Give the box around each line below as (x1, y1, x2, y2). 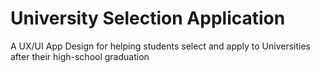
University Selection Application (10, 7, 286, 30)
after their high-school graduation (10, 50, 150, 62)
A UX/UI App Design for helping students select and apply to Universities (10, 40, 312, 52)
